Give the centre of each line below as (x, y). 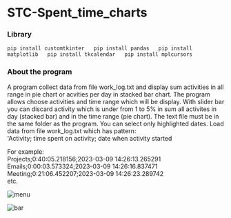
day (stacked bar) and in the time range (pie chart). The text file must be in (113, 116)
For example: (26, 151)
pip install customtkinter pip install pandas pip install (100, 49)
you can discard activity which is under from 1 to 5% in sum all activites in (112, 109)
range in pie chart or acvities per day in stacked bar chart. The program (109, 94)
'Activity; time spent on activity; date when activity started (90, 138)
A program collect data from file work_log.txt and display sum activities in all (115, 87)
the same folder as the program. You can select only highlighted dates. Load (115, 123)
